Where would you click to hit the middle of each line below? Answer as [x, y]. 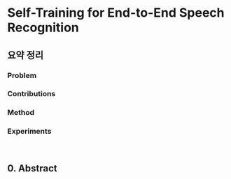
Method [21, 113]
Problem [22, 75]
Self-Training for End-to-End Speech [116, 13]
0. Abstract [32, 169]
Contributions [31, 94]
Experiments [29, 132]
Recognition [43, 28]
